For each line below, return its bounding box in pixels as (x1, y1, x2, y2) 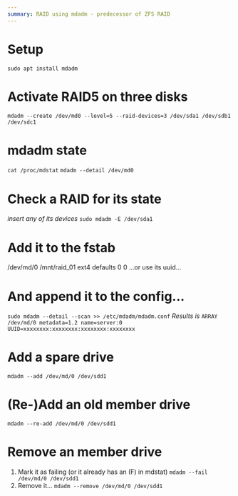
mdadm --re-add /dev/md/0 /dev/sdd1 (7, 420, 116, 427)
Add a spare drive (7, 349, 114, 365)
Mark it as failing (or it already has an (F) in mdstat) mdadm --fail (17, 467, 208, 476)
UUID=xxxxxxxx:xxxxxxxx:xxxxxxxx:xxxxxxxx (7, 326, 135, 333)
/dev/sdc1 (7, 119, 37, 126)
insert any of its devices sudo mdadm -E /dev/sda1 (7, 214, 153, 223)
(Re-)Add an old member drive (7, 397, 191, 413)
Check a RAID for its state (7, 191, 162, 207)
